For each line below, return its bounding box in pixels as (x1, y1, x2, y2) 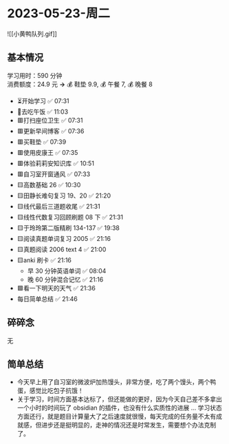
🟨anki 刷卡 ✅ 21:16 (17, 255, 72, 264)
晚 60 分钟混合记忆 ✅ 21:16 (27, 275, 104, 284)
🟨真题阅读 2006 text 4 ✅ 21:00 (17, 245, 107, 253)
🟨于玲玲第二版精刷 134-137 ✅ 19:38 (17, 224, 120, 232)
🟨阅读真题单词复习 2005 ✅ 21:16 (17, 234, 111, 242)
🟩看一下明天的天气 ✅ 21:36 (17, 284, 96, 292)
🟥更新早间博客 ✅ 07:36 (17, 127, 85, 135)
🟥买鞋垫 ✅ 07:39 (17, 138, 67, 146)
